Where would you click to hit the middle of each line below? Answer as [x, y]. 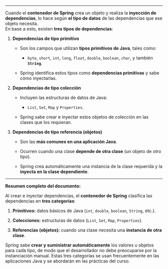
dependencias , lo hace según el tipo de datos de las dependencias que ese [84, 18]
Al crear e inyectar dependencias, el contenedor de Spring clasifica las [79, 196]
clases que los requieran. [46, 122]
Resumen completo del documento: [43, 186]
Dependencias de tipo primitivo [46, 38]
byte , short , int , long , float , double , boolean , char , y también [90, 58]
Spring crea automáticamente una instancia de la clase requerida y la [91, 166]
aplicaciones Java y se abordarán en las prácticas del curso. [67, 261]
